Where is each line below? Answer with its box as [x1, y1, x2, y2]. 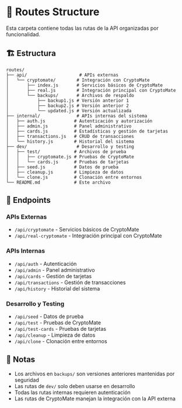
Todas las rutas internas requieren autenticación [14, 389, 131, 396]
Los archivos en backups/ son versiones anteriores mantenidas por [14, 370, 175, 377]
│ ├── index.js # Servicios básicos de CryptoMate [6, 82, 163, 88]
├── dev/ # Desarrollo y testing [6, 143, 134, 150]
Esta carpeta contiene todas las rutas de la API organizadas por [6, 25, 159, 32]
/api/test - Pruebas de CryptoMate [14, 319, 101, 326]
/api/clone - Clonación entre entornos [14, 338, 107, 345]
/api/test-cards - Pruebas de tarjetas [14, 326, 107, 333]
